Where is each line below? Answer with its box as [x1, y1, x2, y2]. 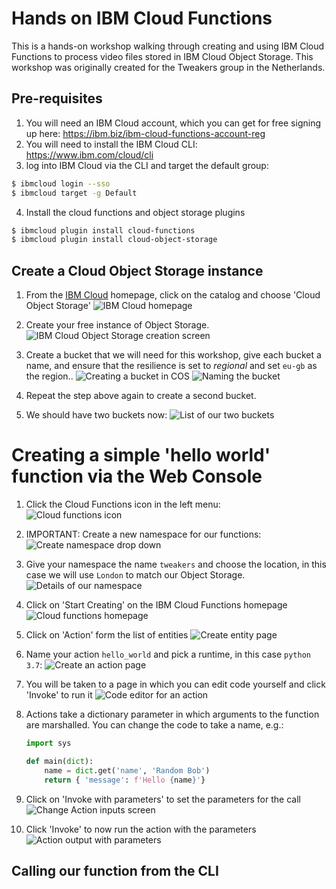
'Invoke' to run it [25, 689, 93, 701]
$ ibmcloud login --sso [11, 178, 111, 189]
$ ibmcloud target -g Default [11, 188, 138, 198]
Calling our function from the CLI [11, 862, 219, 879]
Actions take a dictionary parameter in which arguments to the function [25, 708, 320, 720]
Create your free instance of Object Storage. [25, 319, 210, 331]
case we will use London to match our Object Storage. [25, 569, 246, 581]
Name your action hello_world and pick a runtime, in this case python [25, 648, 311, 660]
